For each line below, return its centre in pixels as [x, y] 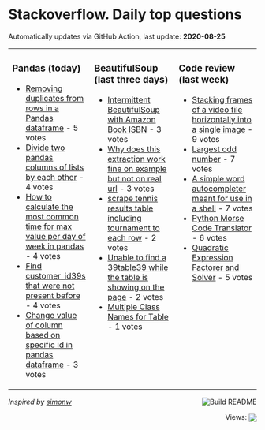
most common [52, 216]
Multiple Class [134, 307]
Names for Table [138, 316]
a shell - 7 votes [222, 208]
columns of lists [55, 167]
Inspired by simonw [40, 402]
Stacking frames [222, 99]
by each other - [55, 177]
